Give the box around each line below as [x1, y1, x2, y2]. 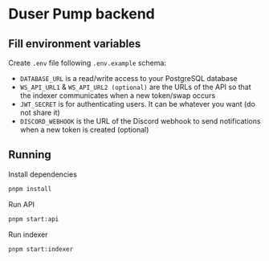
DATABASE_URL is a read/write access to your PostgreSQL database [19, 74, 238, 83]
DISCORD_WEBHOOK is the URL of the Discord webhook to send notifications [19, 116, 261, 125]
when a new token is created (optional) [19, 125, 149, 134]
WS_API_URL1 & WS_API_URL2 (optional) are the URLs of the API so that [19, 82, 251, 92]
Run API [8, 199, 35, 209]
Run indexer [8, 230, 48, 239]
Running [8, 148, 52, 161]
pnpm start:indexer [8, 245, 74, 253]
